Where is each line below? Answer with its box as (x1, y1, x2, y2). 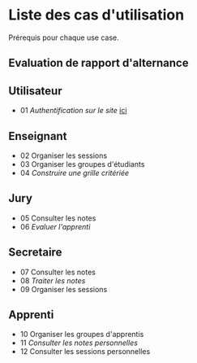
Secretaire (8, 246, 62, 260)
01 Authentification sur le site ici (19, 106, 127, 116)
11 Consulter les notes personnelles (19, 338, 138, 348)
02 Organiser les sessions (19, 151, 108, 160)
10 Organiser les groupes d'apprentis (19, 330, 144, 339)
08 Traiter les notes (19, 275, 86, 286)
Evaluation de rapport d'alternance (8, 56, 189, 70)
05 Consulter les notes (19, 213, 96, 223)
